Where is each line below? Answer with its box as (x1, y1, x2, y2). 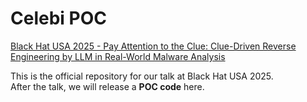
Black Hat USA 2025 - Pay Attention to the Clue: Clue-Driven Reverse (10, 40, 297, 52)
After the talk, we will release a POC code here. (10, 80, 205, 92)
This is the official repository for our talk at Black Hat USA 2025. (10, 70, 274, 82)
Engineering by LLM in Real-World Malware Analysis (10, 50, 226, 62)
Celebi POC (10, 7, 107, 30)
